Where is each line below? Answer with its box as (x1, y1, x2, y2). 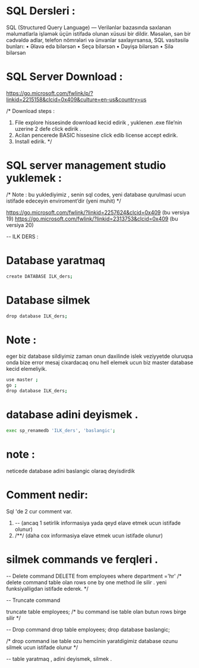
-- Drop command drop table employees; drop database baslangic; (6, 626, 170, 633)
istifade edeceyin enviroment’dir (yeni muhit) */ (6, 197, 121, 204)
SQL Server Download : (6, 70, 123, 84)
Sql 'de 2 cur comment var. (6, 508, 72, 515)
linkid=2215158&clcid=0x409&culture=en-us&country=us (6, 96, 147, 103)
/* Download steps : (6, 107, 55, 114)
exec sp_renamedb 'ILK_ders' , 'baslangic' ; (6, 427, 116, 433)
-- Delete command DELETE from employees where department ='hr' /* (6, 572, 182, 579)
